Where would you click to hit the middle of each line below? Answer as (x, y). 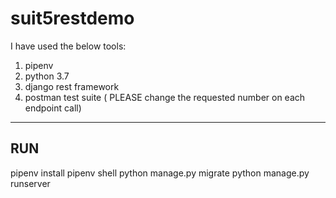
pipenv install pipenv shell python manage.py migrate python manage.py (160, 173)
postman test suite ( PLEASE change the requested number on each (165, 97)
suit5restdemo (72, 18)
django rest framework (72, 86)
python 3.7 (47, 76)
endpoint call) (53, 108)
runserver (30, 183)
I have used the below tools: (68, 46)
